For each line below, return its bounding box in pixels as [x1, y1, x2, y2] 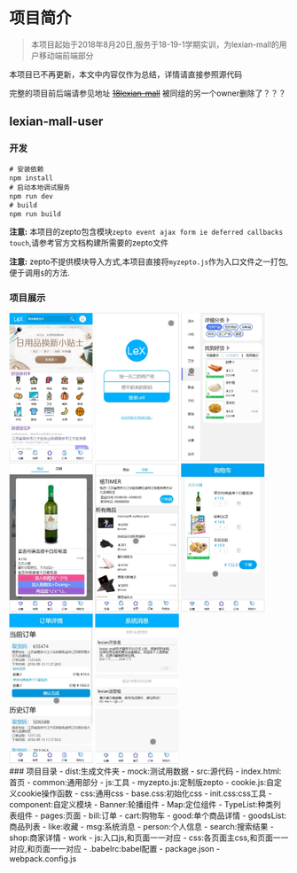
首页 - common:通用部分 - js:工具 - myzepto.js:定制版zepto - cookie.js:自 [9, 777, 275, 788]
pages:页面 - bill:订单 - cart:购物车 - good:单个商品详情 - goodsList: [40, 810, 286, 821]
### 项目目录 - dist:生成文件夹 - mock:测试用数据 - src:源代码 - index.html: [9, 766, 282, 776]
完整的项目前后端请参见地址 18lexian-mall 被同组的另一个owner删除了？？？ [9, 88, 286, 98]
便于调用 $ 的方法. [9, 267, 71, 277]
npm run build [9, 209, 62, 218]
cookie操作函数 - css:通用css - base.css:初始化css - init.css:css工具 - [16, 788, 272, 799]
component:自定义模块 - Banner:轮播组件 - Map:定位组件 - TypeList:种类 [9, 799, 274, 810]
